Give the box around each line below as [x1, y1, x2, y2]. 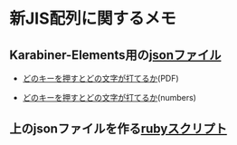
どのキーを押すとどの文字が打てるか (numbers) [22, 92, 197, 102]
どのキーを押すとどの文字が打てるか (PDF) [22, 73, 179, 83]
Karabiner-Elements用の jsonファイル [9, 47, 222, 63]
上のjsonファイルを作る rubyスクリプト [9, 121, 228, 137]
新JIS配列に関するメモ [9, 8, 176, 29]
